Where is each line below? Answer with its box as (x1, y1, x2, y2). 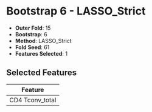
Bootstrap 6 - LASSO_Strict (6, 4, 146, 18)
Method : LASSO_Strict (15, 37, 72, 44)
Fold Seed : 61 (15, 44, 50, 51)
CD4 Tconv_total (9, 96, 57, 104)
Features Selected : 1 (15, 50, 68, 57)
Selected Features (6, 68, 77, 78)
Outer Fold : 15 (15, 24, 51, 31)
